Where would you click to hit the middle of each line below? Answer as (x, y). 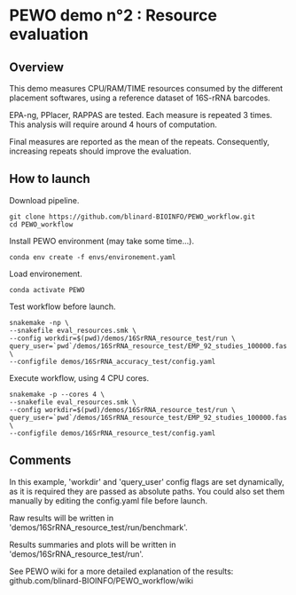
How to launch (50, 179)
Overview (37, 67)
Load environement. (46, 274)
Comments (40, 460)
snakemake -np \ (39, 322)
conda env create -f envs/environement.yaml (93, 257)
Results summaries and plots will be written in (93, 544)
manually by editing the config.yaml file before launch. (109, 500)
